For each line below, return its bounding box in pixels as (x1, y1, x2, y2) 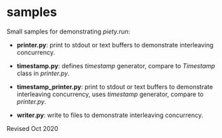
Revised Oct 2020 (6, 124, 59, 132)
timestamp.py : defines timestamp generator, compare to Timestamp (16, 61, 216, 70)
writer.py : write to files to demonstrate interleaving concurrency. (16, 111, 204, 119)
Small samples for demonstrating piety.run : (6, 27, 131, 36)
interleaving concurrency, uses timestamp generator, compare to (16, 90, 204, 98)
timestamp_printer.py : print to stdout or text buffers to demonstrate (16, 82, 214, 91)
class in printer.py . (16, 69, 71, 77)
